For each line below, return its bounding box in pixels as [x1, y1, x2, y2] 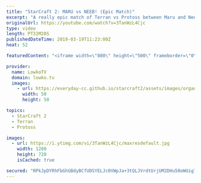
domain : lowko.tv [11, 75, 55, 80]
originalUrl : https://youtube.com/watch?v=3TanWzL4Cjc [6, 20, 146, 26]
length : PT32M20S [6, 31, 50, 37]
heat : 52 [6, 42, 28, 48]
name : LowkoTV [11, 69, 47, 75]
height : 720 [17, 151, 47, 158]
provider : [6, 63, 31, 69]
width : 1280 [17, 146, 47, 152]
